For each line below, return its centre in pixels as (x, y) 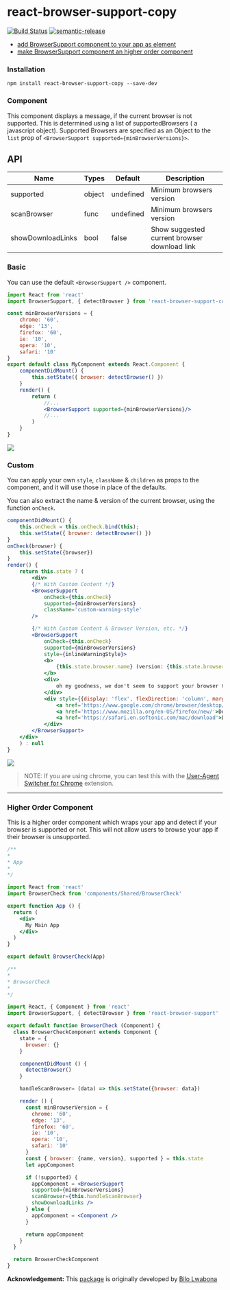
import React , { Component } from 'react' (68, 1007)
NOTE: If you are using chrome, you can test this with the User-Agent (122, 775)
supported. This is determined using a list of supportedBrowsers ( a (102, 123)
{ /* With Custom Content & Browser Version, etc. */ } (110, 629)
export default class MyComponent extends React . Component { (96, 364)
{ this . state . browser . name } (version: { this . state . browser (140, 667)
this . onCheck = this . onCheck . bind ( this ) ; (79, 527)
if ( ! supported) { (51, 1177)
